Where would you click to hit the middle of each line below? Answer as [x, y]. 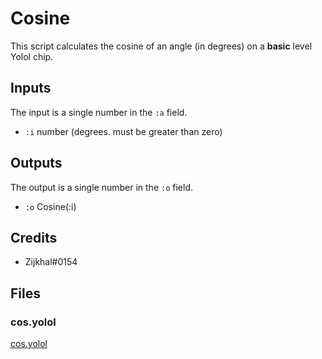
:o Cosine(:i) [50, 206]
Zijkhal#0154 [51, 262]
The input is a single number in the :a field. [99, 112]
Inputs [31, 88]
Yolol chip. [32, 56]
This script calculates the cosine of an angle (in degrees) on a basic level [161, 46]
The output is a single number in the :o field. [101, 187]
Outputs [36, 163]
